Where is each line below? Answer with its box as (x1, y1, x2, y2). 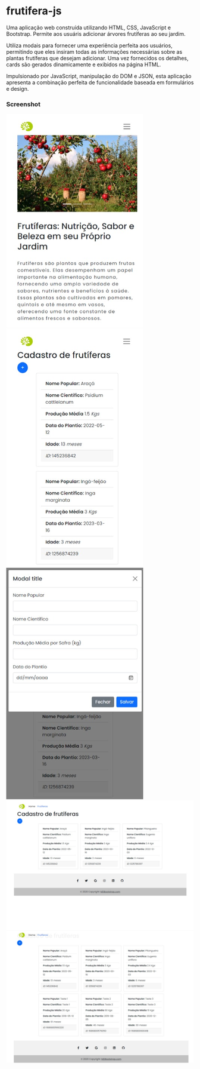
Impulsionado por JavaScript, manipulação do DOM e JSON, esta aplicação (6, 72, 192, 79)
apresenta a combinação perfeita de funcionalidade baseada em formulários (6, 79, 194, 86)
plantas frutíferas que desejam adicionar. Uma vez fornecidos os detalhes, (6, 54, 189, 62)
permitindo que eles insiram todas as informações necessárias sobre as (6, 48, 183, 55)
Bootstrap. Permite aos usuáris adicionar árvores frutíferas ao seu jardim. (6, 30, 186, 37)
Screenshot (6, 100, 40, 108)
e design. (6, 85, 29, 92)
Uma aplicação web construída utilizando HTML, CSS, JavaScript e (6, 24, 171, 31)
